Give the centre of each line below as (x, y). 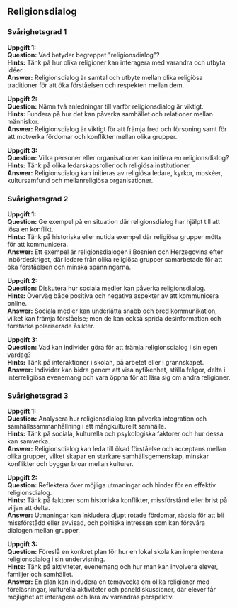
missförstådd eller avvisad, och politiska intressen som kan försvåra (106, 523)
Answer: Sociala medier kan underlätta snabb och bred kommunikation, (112, 311)
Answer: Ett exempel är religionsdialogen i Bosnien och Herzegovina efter (115, 252)
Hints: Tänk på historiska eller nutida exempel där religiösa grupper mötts (115, 236)
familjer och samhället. (40, 575)
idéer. (16, 70)
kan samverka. (29, 441)
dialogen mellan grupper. (44, 531)
